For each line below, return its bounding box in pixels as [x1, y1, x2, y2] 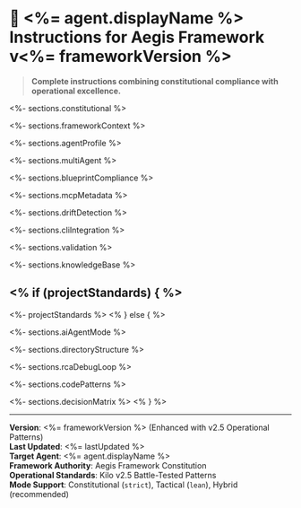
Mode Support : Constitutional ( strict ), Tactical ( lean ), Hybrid [9, 479, 238, 490]
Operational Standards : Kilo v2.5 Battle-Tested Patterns [9, 469, 217, 480]
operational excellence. [30, 85, 122, 96]
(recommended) [9, 488, 70, 499]
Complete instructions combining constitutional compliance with [30, 75, 279, 86]
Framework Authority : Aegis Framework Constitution [9, 460, 207, 470]
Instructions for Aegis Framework [9, 27, 265, 48]
